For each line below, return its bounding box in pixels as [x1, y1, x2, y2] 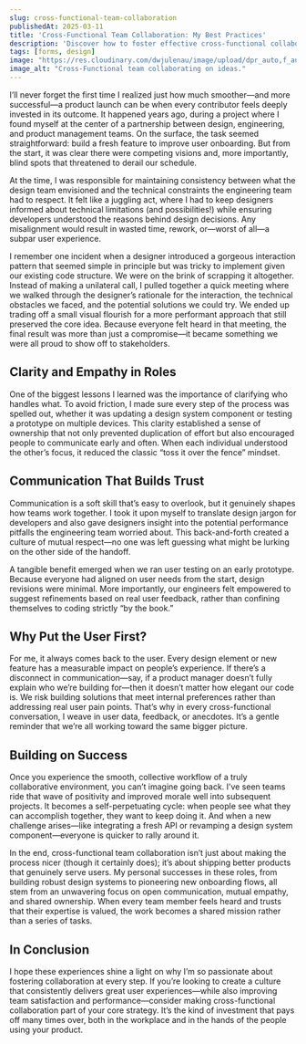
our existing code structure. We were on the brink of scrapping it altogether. [9, 270, 294, 281]
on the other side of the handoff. [9, 546, 131, 557]
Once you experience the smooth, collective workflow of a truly [9, 772, 248, 783]
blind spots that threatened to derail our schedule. [9, 157, 198, 168]
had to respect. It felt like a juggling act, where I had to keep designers [9, 193, 274, 205]
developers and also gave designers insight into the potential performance [9, 517, 289, 527]
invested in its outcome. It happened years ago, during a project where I [9, 109, 280, 120]
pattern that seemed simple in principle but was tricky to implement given [9, 260, 285, 271]
